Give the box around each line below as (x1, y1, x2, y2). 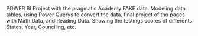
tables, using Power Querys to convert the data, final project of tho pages (6, 11, 185, 18)
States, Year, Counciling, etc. (6, 23, 77, 30)
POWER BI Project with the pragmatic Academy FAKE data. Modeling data (6, 5, 186, 12)
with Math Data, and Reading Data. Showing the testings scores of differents (6, 17, 193, 24)
